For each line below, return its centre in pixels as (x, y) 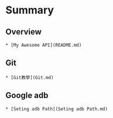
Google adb (27, 96)
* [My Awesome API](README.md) (44, 45)
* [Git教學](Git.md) (30, 77)
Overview (24, 32)
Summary (30, 10)
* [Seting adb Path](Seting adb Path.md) (57, 109)
